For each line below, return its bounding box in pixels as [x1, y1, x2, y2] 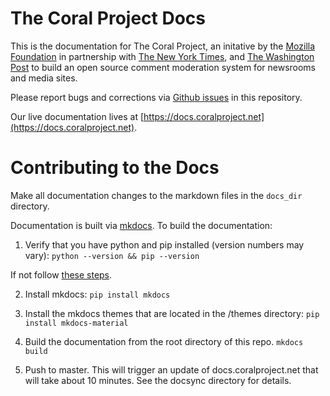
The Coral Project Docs [10, 7, 207, 30]
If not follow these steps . [10, 268, 113, 281]
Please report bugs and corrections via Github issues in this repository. [10, 91, 303, 103]
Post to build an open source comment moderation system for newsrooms [10, 61, 317, 73]
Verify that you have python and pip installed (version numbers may [24, 238, 305, 251]
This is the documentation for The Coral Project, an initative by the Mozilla [10, 40, 316, 52]
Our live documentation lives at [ [10, 110, 145, 122]
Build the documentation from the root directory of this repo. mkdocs [24, 335, 304, 347]
